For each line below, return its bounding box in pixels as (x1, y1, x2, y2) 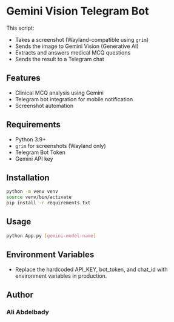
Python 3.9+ (15, 135, 47, 143)
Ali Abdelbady (6, 307, 50, 316)
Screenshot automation (15, 102, 74, 109)
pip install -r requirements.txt (6, 200, 91, 206)
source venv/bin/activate (6, 194, 72, 201)
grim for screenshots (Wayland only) (15, 142, 106, 149)
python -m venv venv (6, 189, 59, 195)
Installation (6, 172, 50, 183)
